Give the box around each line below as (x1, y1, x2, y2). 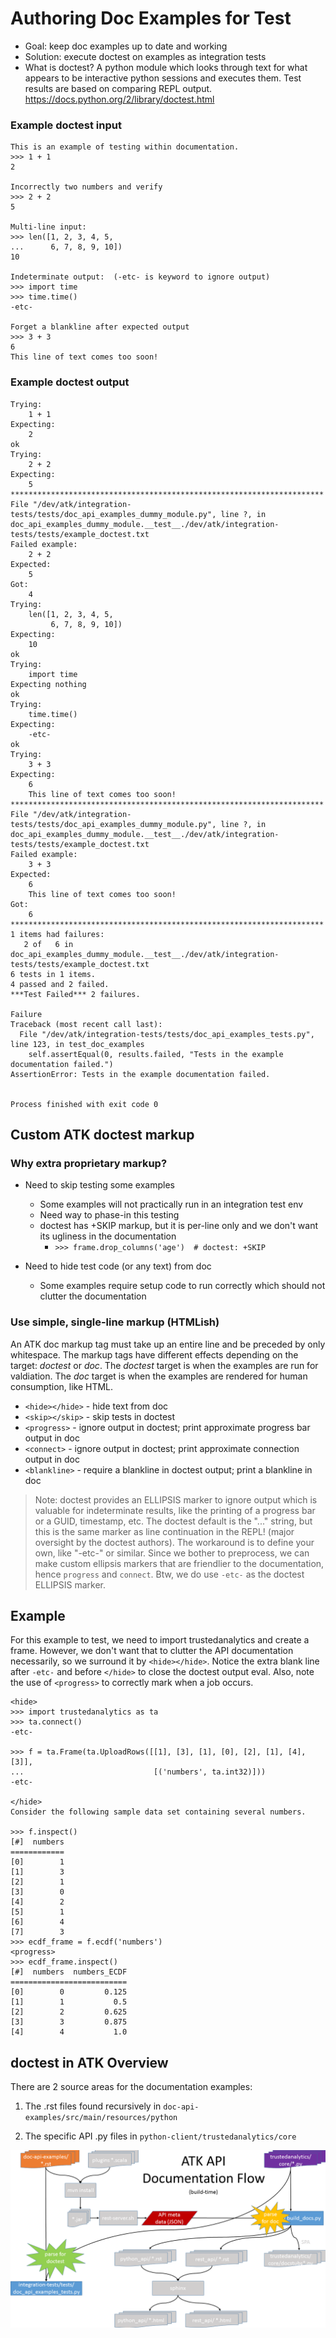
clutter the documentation (39, 1290, 147, 1302)
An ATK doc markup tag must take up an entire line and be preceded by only (10, 1338, 326, 1350)
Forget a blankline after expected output (10, 322, 190, 332)
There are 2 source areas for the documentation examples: (10, 2081, 253, 2093)
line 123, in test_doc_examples (10, 1039, 145, 1049)
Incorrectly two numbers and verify (10, 182, 163, 192)
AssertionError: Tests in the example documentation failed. (10, 1069, 271, 1079)
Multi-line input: (10, 222, 87, 232)
